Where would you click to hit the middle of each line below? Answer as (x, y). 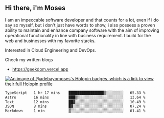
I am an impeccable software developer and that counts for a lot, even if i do (82, 20)
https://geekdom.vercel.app (40, 69)
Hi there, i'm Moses (35, 8)
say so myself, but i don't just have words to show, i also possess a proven (80, 25)
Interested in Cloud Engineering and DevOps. (51, 50)
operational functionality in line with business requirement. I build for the (78, 35)
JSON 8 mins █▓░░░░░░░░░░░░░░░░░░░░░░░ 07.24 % (75, 106)
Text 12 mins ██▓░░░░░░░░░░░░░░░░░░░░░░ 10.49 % (75, 102)
